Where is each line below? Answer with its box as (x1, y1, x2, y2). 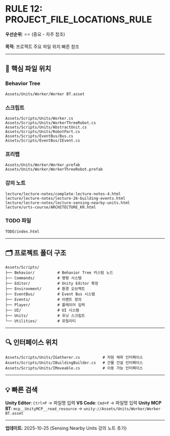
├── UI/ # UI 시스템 (5, 308, 79, 313)
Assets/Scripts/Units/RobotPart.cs (5, 129, 80, 134)
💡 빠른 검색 (5, 385, 38, 394)
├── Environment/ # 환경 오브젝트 (5, 286, 85, 291)
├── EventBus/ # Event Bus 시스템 (5, 291, 95, 296)
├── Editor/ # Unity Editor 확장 (5, 281, 99, 286)
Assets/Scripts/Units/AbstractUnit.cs (5, 124, 87, 129)
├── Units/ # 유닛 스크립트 (5, 313, 85, 318)
